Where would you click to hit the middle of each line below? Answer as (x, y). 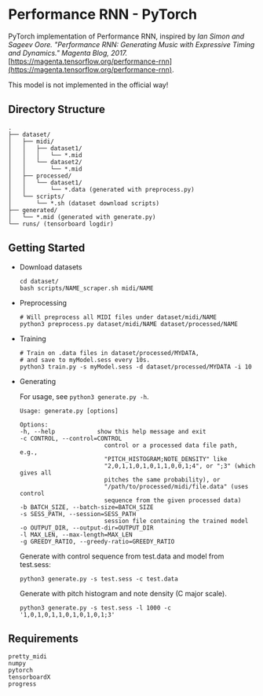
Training (33, 339)
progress (22, 684)
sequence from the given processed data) (173, 500)
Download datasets (51, 267)
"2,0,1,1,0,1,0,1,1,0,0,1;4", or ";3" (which (180, 466)
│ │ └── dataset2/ (45, 162)
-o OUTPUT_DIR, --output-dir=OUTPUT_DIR (86, 528)
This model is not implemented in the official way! (88, 85)
